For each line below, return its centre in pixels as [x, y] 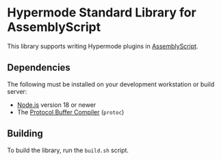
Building [25, 134]
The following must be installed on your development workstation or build [111, 84]
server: [17, 91]
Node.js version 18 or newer [56, 105]
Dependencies [39, 67]
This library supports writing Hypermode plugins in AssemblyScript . [103, 46]
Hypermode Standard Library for [102, 13]
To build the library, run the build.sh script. [68, 150]
